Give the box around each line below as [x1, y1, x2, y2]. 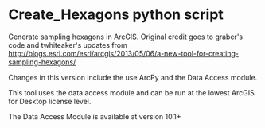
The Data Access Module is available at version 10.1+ [8, 111, 181, 121]
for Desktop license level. [8, 96, 92, 106]
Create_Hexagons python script [8, 6, 224, 24]
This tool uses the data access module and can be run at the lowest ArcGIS [8, 87, 255, 97]
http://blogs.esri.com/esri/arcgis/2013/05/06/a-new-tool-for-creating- [8, 48, 240, 58]
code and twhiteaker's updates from [8, 40, 127, 49]
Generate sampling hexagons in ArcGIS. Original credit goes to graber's [8, 32, 244, 41]
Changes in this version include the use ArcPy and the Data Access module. [8, 72, 258, 82]
